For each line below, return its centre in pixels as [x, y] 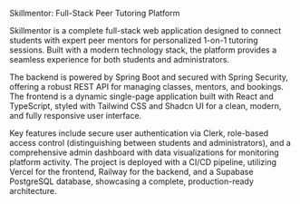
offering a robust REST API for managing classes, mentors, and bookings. [146, 87]
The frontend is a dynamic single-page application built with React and [141, 96]
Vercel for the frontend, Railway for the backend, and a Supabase [131, 172]
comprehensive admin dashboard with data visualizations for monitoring [144, 152]
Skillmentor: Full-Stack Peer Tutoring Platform [95, 13]
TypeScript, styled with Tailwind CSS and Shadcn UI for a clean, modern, [145, 106]
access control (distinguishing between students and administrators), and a [150, 143]
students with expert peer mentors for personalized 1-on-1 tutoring [134, 40]
